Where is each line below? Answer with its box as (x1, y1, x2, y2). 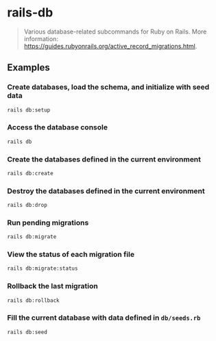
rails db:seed (7, 329, 48, 336)
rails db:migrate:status (7, 265, 78, 272)
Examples (7, 62, 50, 73)
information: (23, 34, 58, 42)
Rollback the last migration (7, 281, 98, 291)
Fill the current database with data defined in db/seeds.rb (7, 313, 201, 323)
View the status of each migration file (7, 250, 135, 260)
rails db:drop (7, 202, 48, 209)
